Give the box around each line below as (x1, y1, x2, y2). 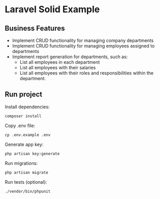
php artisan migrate (5, 170, 49, 175)
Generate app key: (5, 141, 44, 147)
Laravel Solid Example (5, 4, 100, 15)
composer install (5, 113, 42, 118)
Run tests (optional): (5, 179, 47, 185)
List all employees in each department (19, 59, 100, 65)
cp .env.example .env (5, 132, 51, 137)
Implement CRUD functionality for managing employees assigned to (12, 43, 155, 49)
